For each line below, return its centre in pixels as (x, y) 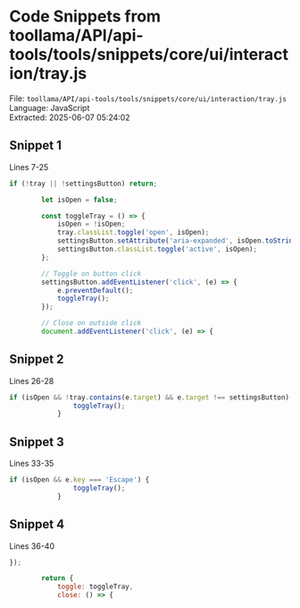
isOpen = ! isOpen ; (91, 224)
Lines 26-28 (32, 381)
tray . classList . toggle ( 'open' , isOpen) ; (133, 233)
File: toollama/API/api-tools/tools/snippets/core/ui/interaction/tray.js (148, 98)
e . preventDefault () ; (95, 290)
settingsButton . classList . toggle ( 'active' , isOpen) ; (157, 249)
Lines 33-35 (32, 464)
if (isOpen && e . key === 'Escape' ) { (79, 480)
